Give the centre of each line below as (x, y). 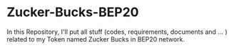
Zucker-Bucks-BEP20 (73, 12)
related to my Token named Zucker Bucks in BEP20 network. (96, 39)
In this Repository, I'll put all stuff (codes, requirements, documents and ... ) (117, 32)
